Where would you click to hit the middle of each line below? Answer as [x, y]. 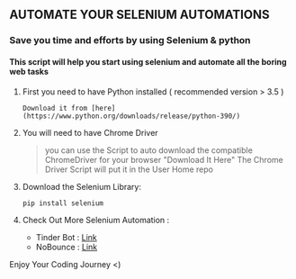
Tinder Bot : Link [66, 237]
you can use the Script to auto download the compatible [149, 150]
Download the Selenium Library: [82, 186]
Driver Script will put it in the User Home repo [129, 169]
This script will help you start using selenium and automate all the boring [148, 61]
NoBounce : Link [66, 247]
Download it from [55, 108]
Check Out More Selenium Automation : [96, 220]
